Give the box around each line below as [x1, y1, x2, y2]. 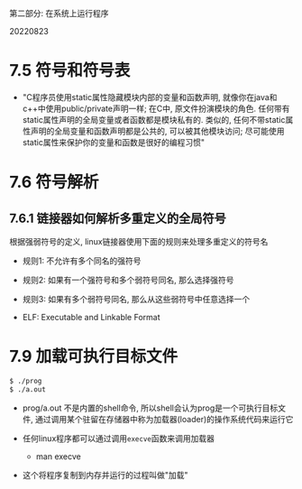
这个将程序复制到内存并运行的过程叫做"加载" [22, 469, 188, 480]
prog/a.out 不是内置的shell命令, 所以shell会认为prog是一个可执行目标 [22, 402, 279, 413]
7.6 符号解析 [9, 172, 99, 192]
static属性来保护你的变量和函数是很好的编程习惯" [22, 136, 206, 147]
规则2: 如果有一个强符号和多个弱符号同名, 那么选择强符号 [22, 274, 234, 285]
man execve [35, 450, 81, 462]
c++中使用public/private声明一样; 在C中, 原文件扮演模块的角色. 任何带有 [22, 103, 290, 114]
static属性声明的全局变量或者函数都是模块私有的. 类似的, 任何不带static [22, 114, 286, 125]
